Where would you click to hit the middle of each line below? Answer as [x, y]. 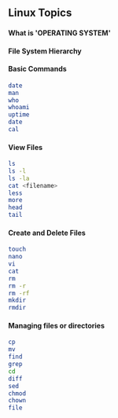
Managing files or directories [56, 325]
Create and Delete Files [47, 233]
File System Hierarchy [45, 51]
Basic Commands [37, 69]
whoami [19, 108]
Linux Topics [40, 13]
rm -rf [19, 293]
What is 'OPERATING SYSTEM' [60, 33]
